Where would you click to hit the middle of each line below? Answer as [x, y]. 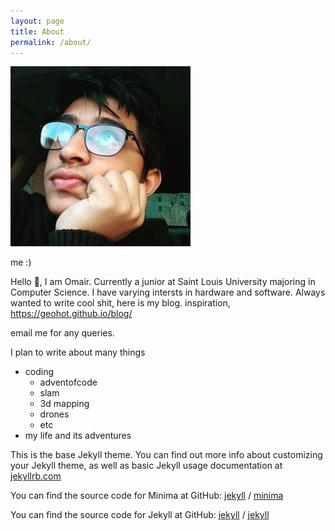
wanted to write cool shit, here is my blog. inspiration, [120, 303]
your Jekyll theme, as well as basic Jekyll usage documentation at [146, 466]
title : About [37, 31]
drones [54, 414]
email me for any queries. [62, 333]
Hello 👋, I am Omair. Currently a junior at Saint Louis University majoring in [163, 282]
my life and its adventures [78, 436]
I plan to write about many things [78, 352]
